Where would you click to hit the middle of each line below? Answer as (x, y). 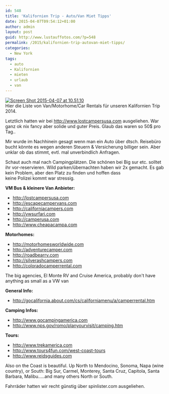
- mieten (19, 75)
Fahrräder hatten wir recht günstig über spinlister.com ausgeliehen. (75, 386)
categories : (18, 48)
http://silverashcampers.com (43, 260)
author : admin (20, 27)
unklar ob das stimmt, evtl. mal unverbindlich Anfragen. (63, 152)
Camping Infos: (22, 310)
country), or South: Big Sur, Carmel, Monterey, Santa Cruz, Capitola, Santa (82, 371)
